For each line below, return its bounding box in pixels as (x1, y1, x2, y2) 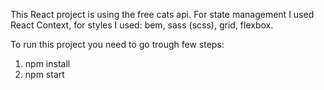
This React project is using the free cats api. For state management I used (10, 9, 315, 20)
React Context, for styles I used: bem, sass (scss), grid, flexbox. (10, 19, 274, 31)
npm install (24, 58, 71, 69)
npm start (24, 69, 65, 80)
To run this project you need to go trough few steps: (10, 39, 225, 50)
